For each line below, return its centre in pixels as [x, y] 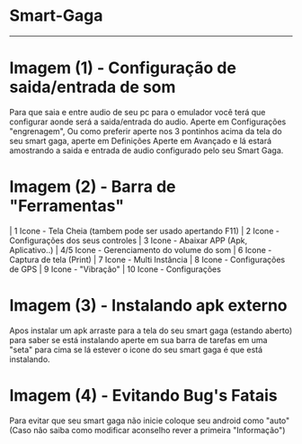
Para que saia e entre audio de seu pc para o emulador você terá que [138, 112]
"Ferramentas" [67, 206]
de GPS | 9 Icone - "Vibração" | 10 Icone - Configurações [115, 269]
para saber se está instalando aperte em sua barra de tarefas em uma [138, 340]
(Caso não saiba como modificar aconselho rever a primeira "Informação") [147, 430]
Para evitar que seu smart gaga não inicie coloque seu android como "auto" [150, 421]
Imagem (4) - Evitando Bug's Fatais [143, 395]
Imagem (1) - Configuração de [123, 68]
